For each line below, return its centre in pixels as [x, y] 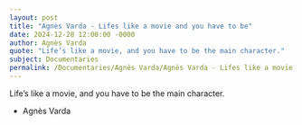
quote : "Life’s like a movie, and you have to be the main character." [147, 51]
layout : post [34, 18]
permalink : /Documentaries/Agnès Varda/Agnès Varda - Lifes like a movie [151, 68]
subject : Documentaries [54, 59]
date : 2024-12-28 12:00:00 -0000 [72, 34]
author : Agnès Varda [48, 43]
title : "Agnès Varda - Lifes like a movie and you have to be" [131, 26]
